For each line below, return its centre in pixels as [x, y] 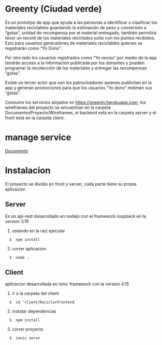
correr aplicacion [29, 248]
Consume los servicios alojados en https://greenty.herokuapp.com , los [75, 102]
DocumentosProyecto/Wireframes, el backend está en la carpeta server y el [81, 112]
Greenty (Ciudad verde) [53, 9]
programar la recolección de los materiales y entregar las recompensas [76, 68]
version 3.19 [17, 221]
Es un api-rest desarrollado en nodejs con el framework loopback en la [76, 216]
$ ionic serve [25, 338]
